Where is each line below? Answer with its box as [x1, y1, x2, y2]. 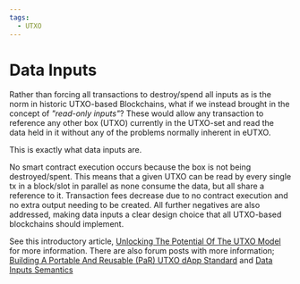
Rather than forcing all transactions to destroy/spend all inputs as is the [9, 89, 271, 100]
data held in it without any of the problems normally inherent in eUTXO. [9, 127, 271, 138]
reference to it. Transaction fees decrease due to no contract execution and [9, 190, 288, 201]
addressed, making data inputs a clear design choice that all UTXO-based [9, 209, 282, 220]
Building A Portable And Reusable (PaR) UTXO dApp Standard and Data [9, 255, 273, 266]
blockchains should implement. [9, 219, 124, 230]
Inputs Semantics [9, 264, 73, 275]
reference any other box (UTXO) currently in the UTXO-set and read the [9, 118, 275, 129]
